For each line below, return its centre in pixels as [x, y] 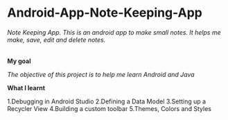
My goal [19, 61]
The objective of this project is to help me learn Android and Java [101, 75]
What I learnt [26, 88]
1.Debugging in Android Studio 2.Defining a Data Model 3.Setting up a [107, 101]
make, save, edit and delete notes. [56, 40]
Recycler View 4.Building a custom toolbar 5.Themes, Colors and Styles [109, 109]
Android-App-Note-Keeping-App [105, 13]
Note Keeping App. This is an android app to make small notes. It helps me [114, 32]
